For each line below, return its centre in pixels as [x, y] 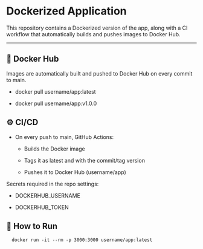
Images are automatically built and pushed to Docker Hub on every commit [99, 73]
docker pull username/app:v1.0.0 [56, 103]
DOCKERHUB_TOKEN [42, 207]
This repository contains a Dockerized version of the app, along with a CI [97, 28]
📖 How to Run [32, 226]
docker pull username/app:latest [55, 91]
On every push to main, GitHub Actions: [64, 137]
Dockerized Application [66, 11]
